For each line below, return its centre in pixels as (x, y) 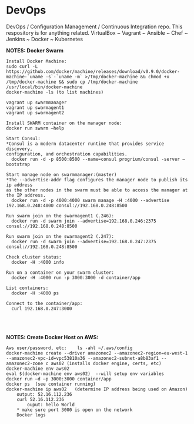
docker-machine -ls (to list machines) (55, 92)
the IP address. (26, 195)
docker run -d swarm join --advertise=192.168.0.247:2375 (84, 241)
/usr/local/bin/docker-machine (44, 87)
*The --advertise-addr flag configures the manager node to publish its (97, 180)
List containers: (27, 288)
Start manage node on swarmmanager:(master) (61, 174)
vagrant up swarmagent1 (35, 107)
